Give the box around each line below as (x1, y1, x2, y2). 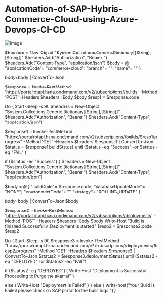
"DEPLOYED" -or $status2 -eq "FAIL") (11, 258, 87, 264)
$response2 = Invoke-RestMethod (5, 208, 74, 213)
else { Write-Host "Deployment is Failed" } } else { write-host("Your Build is (5, 282, 155, 288)
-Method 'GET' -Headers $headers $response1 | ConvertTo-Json (23, 139, 154, 144)
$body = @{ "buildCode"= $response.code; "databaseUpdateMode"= (5, 183, 146, 189)
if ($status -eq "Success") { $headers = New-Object (5, 158, 110, 164)
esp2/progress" (5, 248, 36, 254)
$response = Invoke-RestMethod (5, 84, 71, 89)
